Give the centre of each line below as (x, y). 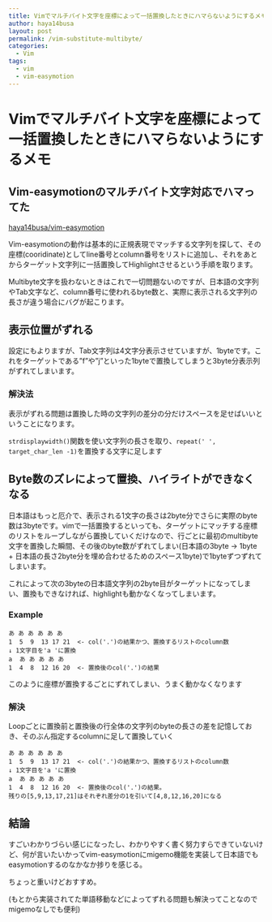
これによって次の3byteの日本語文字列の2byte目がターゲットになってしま (130, 583)
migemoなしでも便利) (45, 909)
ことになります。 (51, 424)
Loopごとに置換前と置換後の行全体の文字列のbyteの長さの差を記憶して (127, 726)
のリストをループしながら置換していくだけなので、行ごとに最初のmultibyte (134, 536)
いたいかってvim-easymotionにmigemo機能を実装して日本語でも (151, 854)
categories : (28, 46)
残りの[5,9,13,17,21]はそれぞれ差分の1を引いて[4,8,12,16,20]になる (115, 796)
